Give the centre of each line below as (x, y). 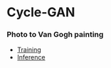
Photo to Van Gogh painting (55, 35)
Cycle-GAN (41, 12)
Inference (31, 57)
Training (29, 50)
